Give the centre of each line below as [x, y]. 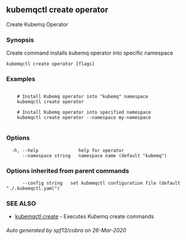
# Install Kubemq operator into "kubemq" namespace [83, 97]
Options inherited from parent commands [68, 170]
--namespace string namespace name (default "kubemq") [94, 155]
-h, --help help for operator [68, 150]
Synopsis [20, 40]
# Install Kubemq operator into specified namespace [84, 112]
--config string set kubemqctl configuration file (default [101, 183]
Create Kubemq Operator [37, 24]
